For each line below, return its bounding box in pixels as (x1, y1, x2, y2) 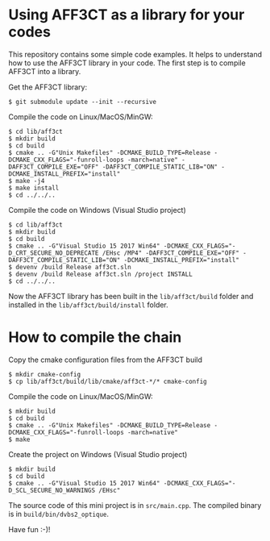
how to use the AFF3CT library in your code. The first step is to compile (8, 58, 246, 68)
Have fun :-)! (8, 524, 51, 534)
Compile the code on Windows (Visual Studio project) (8, 205, 187, 214)
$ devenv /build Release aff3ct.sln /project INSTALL (8, 270, 193, 278)
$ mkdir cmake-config (8, 370, 81, 378)
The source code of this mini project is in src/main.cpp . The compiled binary (8, 500, 262, 510)
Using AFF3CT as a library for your (8, 6, 245, 24)
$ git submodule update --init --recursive (8, 98, 157, 106)
